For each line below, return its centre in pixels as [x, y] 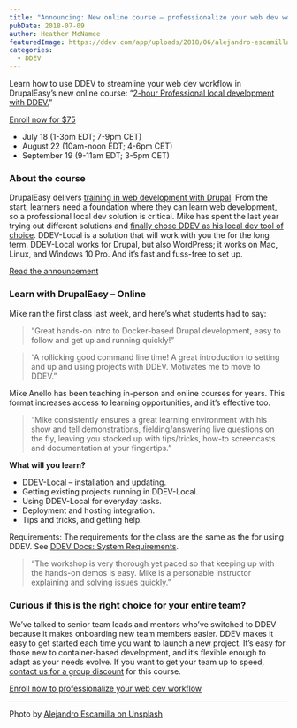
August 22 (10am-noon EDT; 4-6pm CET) [97, 146]
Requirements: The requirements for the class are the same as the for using [147, 537]
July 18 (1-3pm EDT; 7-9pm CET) [82, 137]
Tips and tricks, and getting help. [82, 519]
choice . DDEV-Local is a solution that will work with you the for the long [139, 235]
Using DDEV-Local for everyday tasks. [91, 501]
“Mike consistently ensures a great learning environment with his [149, 419]
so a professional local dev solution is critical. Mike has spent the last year [144, 217]
